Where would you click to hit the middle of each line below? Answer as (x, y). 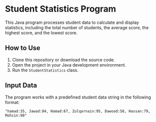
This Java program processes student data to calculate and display (72, 22)
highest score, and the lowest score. (41, 33)
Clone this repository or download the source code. (63, 60)
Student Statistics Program (61, 9)
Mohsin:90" (16, 115)
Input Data (21, 85)
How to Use (23, 48)
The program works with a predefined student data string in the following (78, 97)
